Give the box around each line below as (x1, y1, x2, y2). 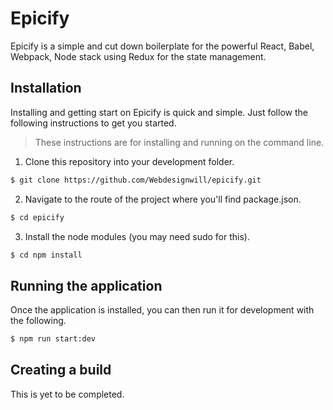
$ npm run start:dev (10, 334, 97, 344)
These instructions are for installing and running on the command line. (34, 136, 325, 148)
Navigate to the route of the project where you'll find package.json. (24, 193, 302, 205)
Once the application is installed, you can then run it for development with (10, 304, 315, 316)
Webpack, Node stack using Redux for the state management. (10, 50, 267, 62)
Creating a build (10, 362, 112, 379)
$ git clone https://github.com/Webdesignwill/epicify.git (10, 175, 262, 185)
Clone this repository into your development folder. (24, 155, 235, 167)
